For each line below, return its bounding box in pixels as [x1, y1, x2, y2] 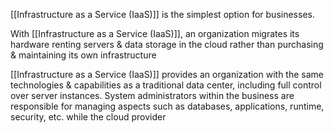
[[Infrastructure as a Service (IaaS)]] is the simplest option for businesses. [10, 9, 315, 20]
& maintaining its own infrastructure [10, 49, 157, 61]
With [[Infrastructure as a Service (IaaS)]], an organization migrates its [10, 28, 300, 39]
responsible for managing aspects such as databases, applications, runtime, [10, 100, 325, 112]
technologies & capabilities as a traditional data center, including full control [10, 79, 322, 91]
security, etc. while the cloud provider [10, 111, 167, 123]
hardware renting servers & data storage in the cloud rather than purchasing [10, 39, 324, 50]
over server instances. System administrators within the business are [10, 90, 295, 101]
